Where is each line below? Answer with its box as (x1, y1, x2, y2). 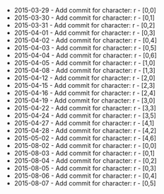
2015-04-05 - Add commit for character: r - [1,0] (13, 59, 156, 67)
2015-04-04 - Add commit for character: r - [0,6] (13, 51, 157, 59)
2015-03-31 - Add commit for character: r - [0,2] (13, 21, 156, 29)
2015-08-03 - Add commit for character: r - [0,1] (13, 149, 156, 157)
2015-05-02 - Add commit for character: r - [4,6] (13, 134, 157, 142)
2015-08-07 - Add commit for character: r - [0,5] (13, 179, 156, 187)
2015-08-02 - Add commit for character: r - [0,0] (13, 142, 157, 149)
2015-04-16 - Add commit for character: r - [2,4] (13, 89, 156, 97)
